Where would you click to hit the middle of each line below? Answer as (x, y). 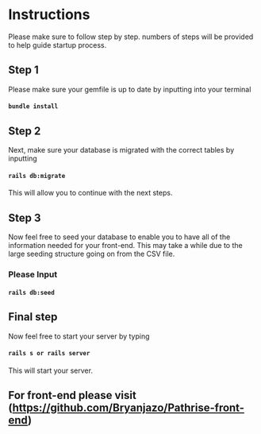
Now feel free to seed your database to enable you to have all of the (119, 237)
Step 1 (24, 70)
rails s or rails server (49, 354)
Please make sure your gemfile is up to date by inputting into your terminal (130, 89)
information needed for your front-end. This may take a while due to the (126, 246)
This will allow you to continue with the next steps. (90, 193)
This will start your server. (51, 370)
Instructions (49, 15)
